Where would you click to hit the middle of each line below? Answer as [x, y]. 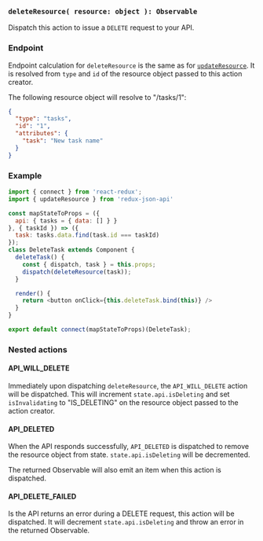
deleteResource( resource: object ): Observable [103, 11]
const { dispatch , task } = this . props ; [89, 264]
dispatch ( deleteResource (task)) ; [77, 272]
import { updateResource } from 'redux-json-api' [91, 199]
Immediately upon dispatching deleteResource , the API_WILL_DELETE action [128, 386]
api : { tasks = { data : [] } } [66, 221]
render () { [33, 293]
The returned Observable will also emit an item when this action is [115, 470]
